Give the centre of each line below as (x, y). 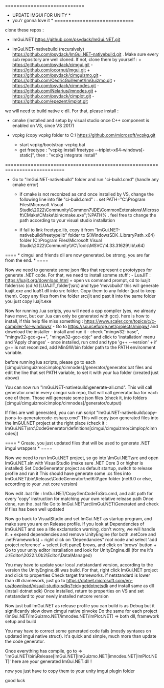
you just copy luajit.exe (28, 301)
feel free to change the (133, 215)
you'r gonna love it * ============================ (73, 20)
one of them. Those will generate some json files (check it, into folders (76, 398)
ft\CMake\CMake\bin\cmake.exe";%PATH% (63, 215)
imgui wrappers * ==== (29, 448)
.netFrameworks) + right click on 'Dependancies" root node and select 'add (81, 540)
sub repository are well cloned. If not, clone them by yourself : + (77, 59)
